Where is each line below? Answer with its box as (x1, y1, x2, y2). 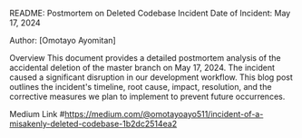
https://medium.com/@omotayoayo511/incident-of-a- (64, 109, 264, 119)
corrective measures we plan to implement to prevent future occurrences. (9, 91, 286, 102)
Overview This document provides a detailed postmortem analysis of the (9, 53, 281, 63)
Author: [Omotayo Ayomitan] (9, 35, 116, 45)
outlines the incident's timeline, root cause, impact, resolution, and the (9, 82, 272, 92)
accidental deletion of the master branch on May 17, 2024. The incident (9, 63, 275, 73)
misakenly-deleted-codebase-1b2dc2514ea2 (9, 118, 178, 129)
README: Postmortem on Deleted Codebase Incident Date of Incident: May (9, 8, 291, 18)
